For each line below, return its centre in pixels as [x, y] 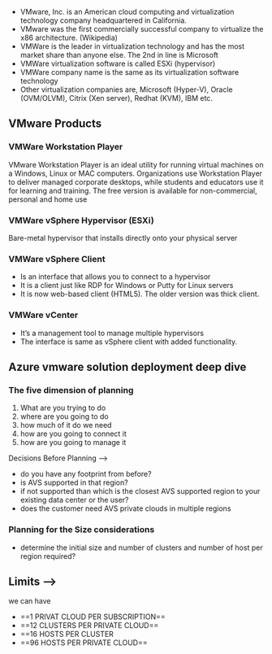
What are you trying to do [63, 408]
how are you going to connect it [73, 434]
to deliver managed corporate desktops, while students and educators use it [136, 181]
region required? [47, 556]
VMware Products [55, 124]
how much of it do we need [66, 425]
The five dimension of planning [71, 390]
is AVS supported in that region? [74, 482]
